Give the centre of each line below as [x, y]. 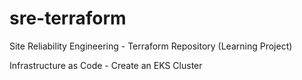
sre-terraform [68, 18]
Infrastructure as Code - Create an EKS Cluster [106, 65]
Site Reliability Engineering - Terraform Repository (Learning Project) [151, 46]
